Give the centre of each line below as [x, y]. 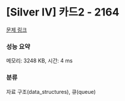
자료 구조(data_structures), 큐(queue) [51, 91]
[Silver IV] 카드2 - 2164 [63, 12]
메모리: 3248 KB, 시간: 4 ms [40, 61]
